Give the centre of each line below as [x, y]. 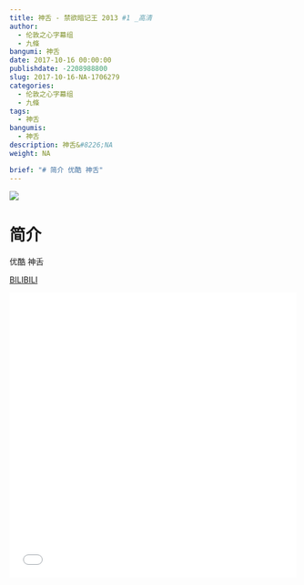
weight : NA [30, 153]
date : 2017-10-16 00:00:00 [61, 60]
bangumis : [28, 128]
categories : [32, 86]
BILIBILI [24, 280]
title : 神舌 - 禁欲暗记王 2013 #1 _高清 [81, 18]
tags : [20, 111]
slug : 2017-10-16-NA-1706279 [65, 77]
